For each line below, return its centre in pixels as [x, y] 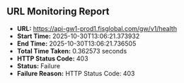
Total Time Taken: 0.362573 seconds [72, 51]
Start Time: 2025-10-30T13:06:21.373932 [78, 36]
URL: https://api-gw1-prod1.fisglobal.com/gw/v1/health [97, 28]
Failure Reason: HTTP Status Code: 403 [76, 73]
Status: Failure [39, 65]
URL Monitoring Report [58, 12]
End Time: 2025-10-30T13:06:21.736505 [76, 43]
